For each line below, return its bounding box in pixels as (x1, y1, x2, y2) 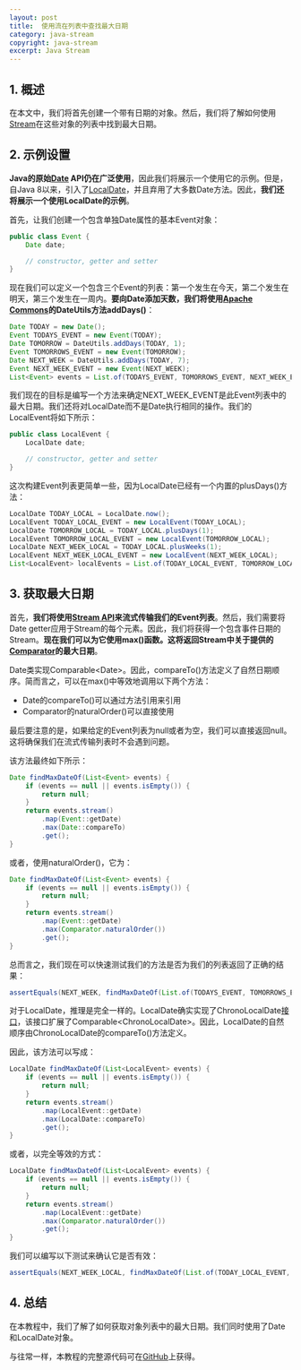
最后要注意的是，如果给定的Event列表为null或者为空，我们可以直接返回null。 (9, 725, 292, 736)
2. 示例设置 (9, 147, 71, 162)
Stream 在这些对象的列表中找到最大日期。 (9, 118, 162, 129)
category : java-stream (9, 30, 94, 39)
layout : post (9, 13, 58, 22)
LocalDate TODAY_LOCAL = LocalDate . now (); (9, 509, 170, 518)
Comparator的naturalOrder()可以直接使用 (21, 705, 175, 717)
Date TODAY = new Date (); (9, 323, 106, 332)
